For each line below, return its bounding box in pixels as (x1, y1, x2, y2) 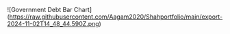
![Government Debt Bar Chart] (7, 6, 92, 13)
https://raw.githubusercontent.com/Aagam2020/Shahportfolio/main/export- (9, 13, 223, 21)
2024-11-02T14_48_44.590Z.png (7, 20, 99, 27)
